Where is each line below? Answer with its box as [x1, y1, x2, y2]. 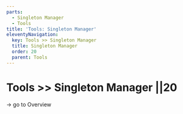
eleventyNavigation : [6, 32, 59, 38]
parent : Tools [12, 54, 48, 60]
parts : [6, 9, 23, 15]
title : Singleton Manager [12, 43, 78, 49]
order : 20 [12, 49, 37, 55]
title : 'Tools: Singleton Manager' [6, 26, 97, 32]
